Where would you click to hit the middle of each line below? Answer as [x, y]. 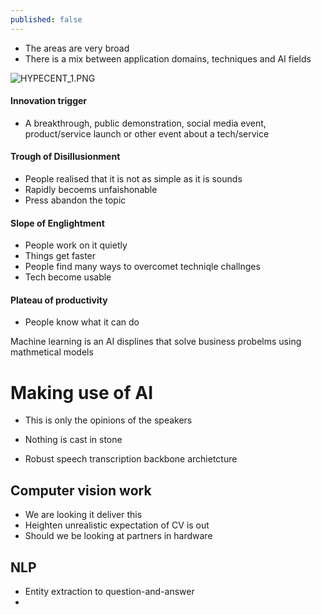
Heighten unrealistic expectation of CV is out [117, 525]
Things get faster [60, 256]
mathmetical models [52, 352]
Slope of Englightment [57, 223]
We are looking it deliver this [83, 515]
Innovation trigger [49, 101]
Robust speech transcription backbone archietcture [131, 459]
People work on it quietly [76, 245]
